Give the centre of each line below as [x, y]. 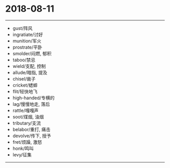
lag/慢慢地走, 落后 [31, 104]
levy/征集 [22, 154]
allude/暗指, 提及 [30, 72]
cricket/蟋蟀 [25, 85]
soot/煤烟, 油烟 [28, 116]
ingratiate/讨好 [28, 34]
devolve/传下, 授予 [32, 136]
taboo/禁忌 [24, 60]
